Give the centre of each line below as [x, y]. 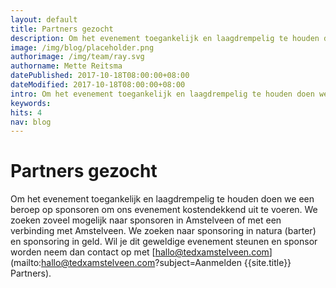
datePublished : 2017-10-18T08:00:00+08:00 [100, 76]
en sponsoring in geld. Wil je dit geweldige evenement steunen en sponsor [164, 242]
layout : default [44, 19]
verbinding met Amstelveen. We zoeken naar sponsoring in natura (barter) [163, 231]
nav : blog [31, 122]
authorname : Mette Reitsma [66, 66]
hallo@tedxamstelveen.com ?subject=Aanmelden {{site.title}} [166, 263]
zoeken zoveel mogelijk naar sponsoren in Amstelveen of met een [146, 220]
